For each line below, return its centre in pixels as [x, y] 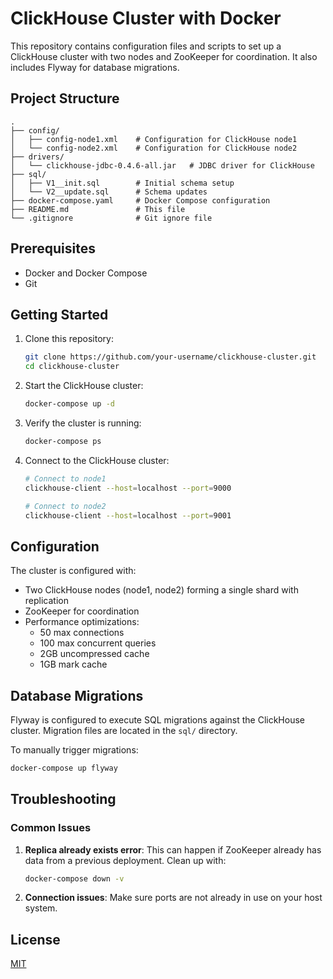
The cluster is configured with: [73, 571]
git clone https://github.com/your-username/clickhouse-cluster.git [170, 357]
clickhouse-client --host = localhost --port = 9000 [128, 488]
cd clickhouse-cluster [72, 367]
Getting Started [59, 314]
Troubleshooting [63, 799]
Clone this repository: [69, 339]
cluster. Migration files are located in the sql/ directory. [124, 730]
